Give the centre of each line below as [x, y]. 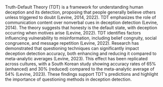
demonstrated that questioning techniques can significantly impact [72, 48]
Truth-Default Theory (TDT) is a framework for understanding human [74, 7]
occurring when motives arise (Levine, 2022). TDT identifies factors [73, 33]
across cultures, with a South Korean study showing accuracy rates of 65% [81, 64]
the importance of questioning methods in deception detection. [68, 79]
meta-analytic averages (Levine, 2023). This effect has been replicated [76, 59]
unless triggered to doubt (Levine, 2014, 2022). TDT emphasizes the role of [81, 17]
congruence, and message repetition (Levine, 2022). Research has [72, 43]
